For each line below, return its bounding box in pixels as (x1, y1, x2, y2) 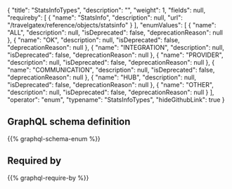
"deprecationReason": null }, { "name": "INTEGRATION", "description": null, (7, 44, 225, 51)
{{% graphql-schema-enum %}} (7, 134, 101, 143)
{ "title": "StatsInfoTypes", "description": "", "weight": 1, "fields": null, (7, 6, 206, 14)
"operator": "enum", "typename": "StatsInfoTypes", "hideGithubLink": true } (7, 96, 225, 104)
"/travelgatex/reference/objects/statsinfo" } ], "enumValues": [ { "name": (7, 21, 217, 29)
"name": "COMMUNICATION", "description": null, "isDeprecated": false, (7, 66, 215, 74)
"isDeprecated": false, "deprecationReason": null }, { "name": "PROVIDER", (7, 51, 224, 59)
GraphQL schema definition (7, 116, 131, 128)
